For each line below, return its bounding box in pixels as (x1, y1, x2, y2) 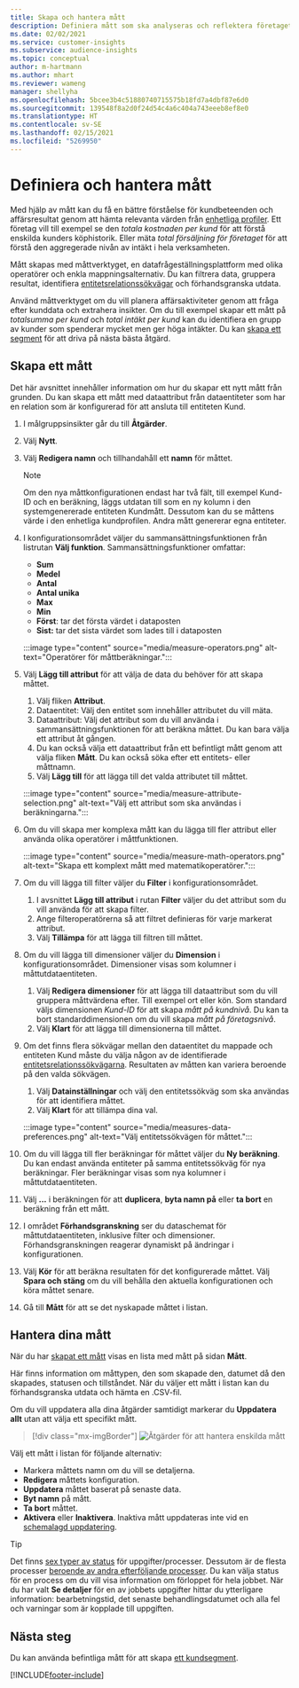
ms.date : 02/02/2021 (10, 29, 87, 38)
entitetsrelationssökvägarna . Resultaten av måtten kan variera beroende (22, 1059, 287, 1070)
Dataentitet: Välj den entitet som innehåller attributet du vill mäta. (35, 704, 273, 715)
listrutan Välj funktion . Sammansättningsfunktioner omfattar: (22, 542, 247, 553)
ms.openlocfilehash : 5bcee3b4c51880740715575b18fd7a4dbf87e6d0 (10, 95, 249, 105)
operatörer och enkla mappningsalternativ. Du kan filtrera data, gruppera (10, 268, 276, 279)
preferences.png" (22, 1131, 88, 1142)
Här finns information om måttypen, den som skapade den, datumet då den (10, 1368, 286, 1379)
